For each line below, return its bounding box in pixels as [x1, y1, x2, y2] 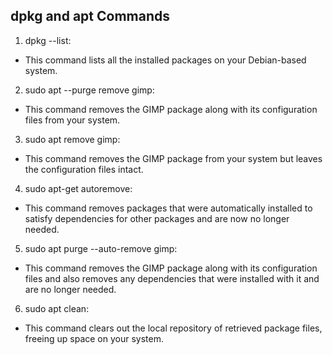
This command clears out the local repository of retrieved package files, [24, 322, 323, 334]
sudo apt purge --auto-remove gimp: [24, 242, 178, 254]
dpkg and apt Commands [10, 8, 171, 25]
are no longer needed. [24, 283, 117, 295]
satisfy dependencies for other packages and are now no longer [24, 212, 290, 224]
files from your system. [24, 114, 121, 126]
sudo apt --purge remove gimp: [24, 84, 155, 96]
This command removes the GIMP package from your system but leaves [24, 152, 323, 164]
